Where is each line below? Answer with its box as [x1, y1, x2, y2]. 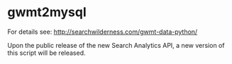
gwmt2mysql [7, 4, 87, 20]
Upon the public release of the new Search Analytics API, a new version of [7, 41, 225, 49]
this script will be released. [7, 49, 86, 57]
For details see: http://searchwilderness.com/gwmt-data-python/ [7, 27, 198, 36]
